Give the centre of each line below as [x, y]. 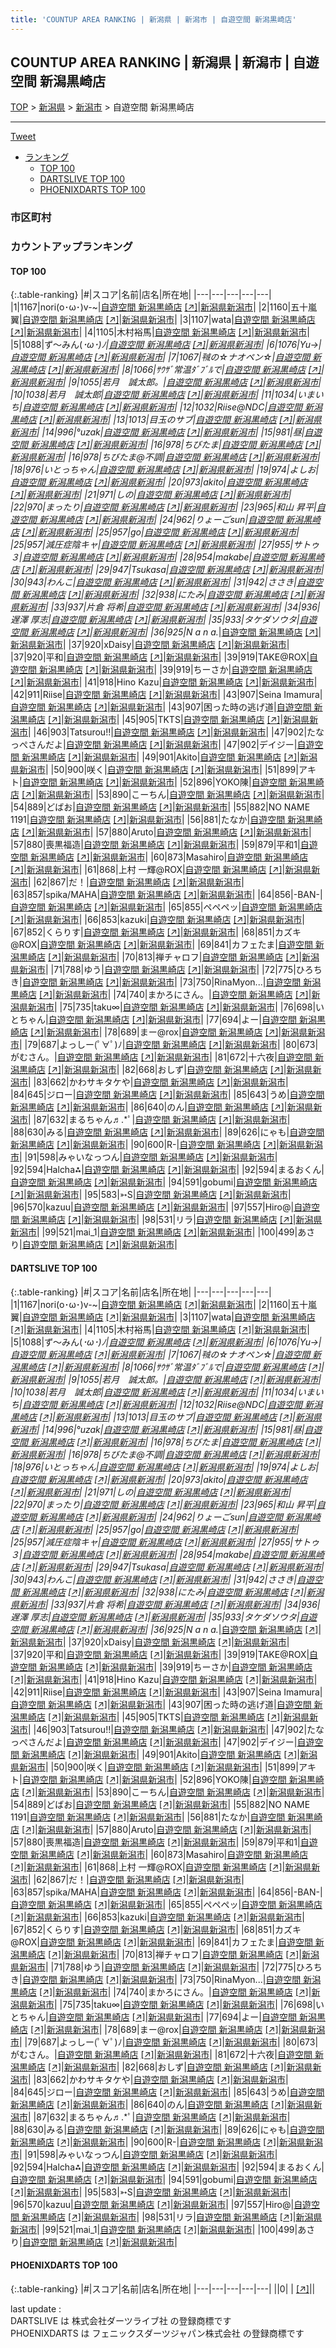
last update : [36, 2308]
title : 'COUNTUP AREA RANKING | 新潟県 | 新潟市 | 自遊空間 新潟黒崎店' [153, 19]
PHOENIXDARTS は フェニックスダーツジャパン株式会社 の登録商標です [157, 2333]
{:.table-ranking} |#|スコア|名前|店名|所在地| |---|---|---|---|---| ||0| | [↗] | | [163, 2288]
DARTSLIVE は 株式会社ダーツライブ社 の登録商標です [121, 2320]
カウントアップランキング [71, 247]
